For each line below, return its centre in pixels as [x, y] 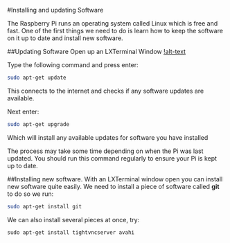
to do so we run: [30, 194]
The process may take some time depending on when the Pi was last [105, 151]
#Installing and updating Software [55, 10]
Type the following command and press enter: [73, 65]
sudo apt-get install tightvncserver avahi [71, 232]
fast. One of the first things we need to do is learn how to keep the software [115, 31]
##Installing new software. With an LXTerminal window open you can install [115, 179]
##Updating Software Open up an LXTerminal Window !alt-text [96, 52]
